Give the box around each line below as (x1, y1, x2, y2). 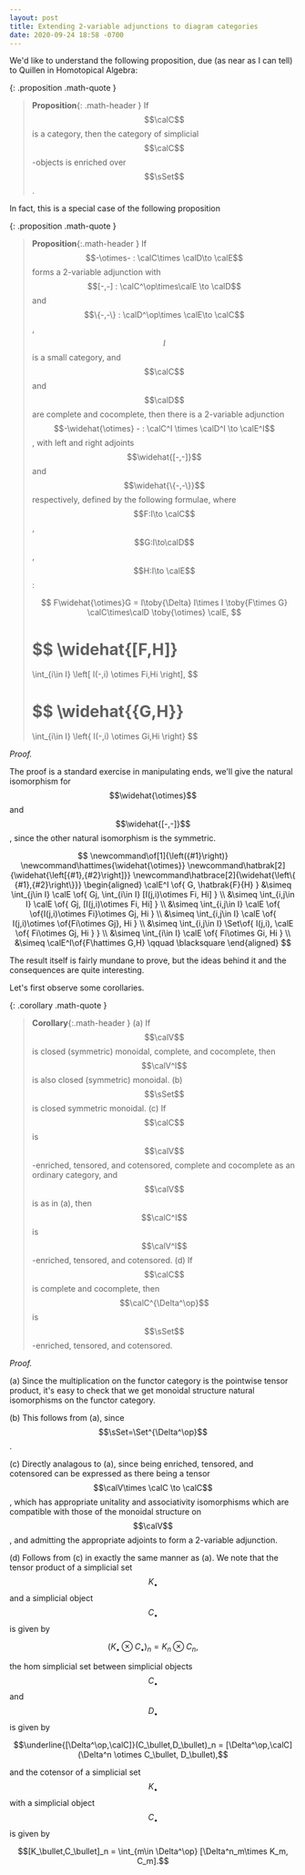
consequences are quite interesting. (9, 965, 145, 976)
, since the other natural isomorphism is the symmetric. (9, 833, 217, 844)
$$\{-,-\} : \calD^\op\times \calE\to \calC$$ (83, 309, 245, 320)
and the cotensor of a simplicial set (9, 1767, 141, 1778)
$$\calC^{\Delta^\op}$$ (119, 1298, 209, 1309)
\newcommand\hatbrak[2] (187, 860, 286, 871)
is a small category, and (31, 352, 121, 363)
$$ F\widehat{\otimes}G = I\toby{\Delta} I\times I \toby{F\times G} (40, 597, 289, 608)
